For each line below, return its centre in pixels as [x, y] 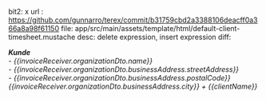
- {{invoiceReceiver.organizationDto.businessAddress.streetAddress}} [124, 69]
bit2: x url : [26, 12]
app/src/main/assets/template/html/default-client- [157, 28]
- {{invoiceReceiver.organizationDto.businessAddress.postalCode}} [120, 78]
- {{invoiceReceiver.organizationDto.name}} [81, 61]
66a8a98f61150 [34, 28]
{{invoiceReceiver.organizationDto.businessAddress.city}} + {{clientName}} [133, 86]
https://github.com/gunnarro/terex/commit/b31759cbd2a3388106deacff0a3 [133, 20]
